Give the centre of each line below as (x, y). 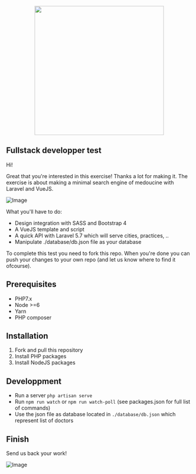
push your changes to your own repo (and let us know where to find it (91, 259)
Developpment (34, 381)
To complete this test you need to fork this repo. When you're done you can (98, 253)
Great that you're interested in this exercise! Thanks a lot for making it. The (97, 176)
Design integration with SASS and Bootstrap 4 (71, 223)
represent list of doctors (44, 421)
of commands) (32, 408)
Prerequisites (31, 284)
